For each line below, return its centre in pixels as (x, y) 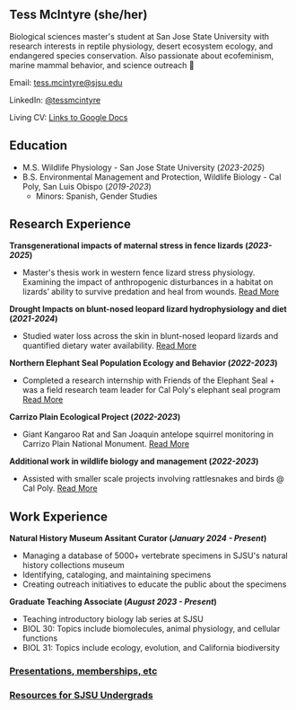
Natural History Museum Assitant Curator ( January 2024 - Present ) (138, 538)
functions (40, 638)
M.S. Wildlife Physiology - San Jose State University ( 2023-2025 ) (144, 167)
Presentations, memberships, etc (83, 671)
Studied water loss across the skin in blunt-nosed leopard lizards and (150, 336)
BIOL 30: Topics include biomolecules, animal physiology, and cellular (151, 629)
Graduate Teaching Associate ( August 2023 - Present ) (113, 602)
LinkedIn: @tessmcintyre (55, 100)
